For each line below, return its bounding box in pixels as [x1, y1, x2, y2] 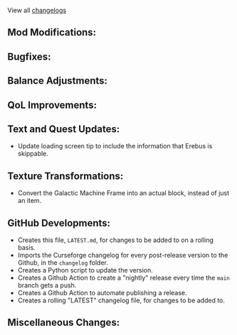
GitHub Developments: [7, 216, 111, 229]
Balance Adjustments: [7, 75, 108, 87]
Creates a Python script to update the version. [17, 266, 153, 274]
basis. [17, 243, 36, 251]
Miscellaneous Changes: [7, 317, 120, 329]
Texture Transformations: [7, 170, 124, 182]
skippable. [17, 149, 48, 158]
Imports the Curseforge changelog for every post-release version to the [17, 251, 228, 259]
